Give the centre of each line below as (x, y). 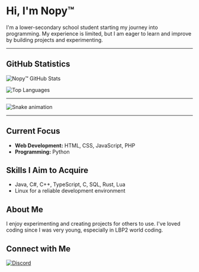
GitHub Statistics (38, 64)
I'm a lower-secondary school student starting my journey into (82, 27)
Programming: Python (42, 152)
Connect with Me (38, 249)
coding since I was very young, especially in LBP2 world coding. (85, 230)
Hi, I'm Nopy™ (40, 11)
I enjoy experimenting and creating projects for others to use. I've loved (93, 224)
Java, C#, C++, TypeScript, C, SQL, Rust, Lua (70, 184)
